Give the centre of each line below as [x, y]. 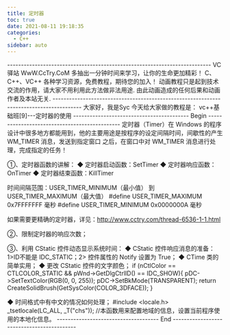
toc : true [21, 20]
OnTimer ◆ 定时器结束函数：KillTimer [61, 173]
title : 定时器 [26, 13]
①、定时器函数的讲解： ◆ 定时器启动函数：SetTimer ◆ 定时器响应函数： [112, 164]
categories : [24, 33]
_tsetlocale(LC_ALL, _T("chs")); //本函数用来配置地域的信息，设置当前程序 [111, 310]
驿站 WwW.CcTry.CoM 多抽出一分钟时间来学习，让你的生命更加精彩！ [105, 73]
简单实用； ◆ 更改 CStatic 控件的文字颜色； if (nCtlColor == [92, 265]
